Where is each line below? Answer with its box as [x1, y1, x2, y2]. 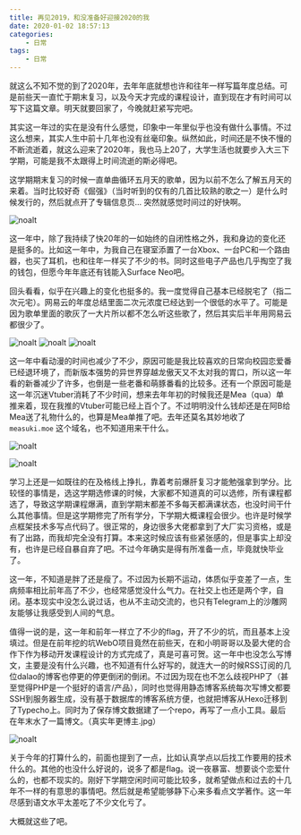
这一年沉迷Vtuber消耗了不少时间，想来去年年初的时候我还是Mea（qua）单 [9, 389, 285, 399]
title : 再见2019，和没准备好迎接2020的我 [9, 13, 150, 22]
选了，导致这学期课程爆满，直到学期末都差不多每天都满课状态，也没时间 [9, 498, 276, 509]
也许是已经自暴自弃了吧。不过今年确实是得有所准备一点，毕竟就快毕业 [24, 543, 284, 554]
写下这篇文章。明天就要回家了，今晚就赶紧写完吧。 [9, 103, 198, 113]
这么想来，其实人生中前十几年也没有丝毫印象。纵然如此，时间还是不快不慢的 [9, 133, 292, 143]
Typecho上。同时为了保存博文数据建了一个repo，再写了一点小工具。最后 [16, 704, 287, 715]
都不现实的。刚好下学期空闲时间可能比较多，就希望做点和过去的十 [39, 775, 284, 785]
